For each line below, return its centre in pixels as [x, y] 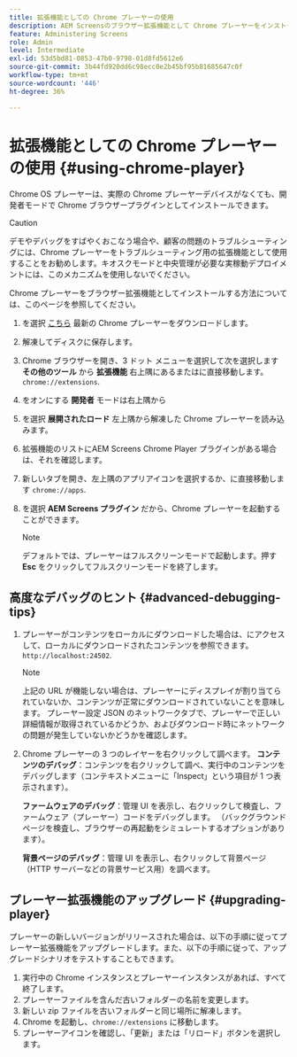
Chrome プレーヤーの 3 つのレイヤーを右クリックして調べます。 [138, 754]
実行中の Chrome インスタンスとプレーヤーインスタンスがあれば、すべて [154, 978]
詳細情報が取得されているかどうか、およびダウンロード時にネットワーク [153, 724]
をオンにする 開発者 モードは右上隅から [94, 400]
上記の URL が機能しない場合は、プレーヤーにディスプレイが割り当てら [152, 691]
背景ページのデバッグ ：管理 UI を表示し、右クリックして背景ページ [144, 858]
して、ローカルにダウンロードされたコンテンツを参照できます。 [137, 645]
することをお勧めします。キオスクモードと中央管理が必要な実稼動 [129, 263]
